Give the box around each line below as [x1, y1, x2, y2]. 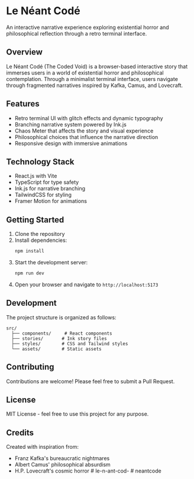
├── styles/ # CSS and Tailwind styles [11, 341, 128, 347]
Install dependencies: [14, 237, 67, 244]
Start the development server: [14, 259, 88, 266]
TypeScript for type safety [14, 179, 79, 186]
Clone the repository [14, 231, 65, 238]
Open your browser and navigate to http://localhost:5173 [14, 281, 159, 288]
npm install [14, 248, 44, 254]
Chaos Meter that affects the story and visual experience [14, 127, 154, 134]
